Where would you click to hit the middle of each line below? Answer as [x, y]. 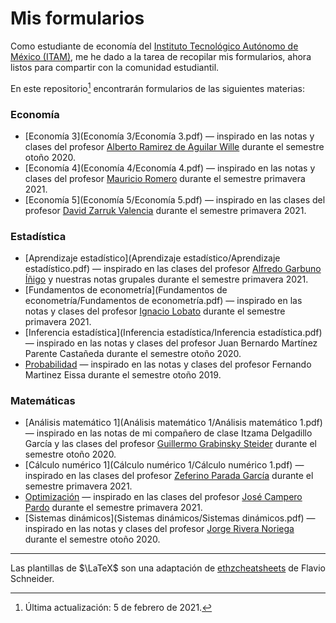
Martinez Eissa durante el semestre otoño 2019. [123, 375]
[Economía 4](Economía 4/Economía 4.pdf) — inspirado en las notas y [170, 168]
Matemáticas [43, 401]
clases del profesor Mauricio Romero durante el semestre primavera [165, 178]
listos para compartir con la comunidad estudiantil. [115, 67]
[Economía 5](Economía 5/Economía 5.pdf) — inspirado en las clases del [175, 199]
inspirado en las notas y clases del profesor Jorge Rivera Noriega [159, 529]
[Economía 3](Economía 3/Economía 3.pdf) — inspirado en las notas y [169, 136]
